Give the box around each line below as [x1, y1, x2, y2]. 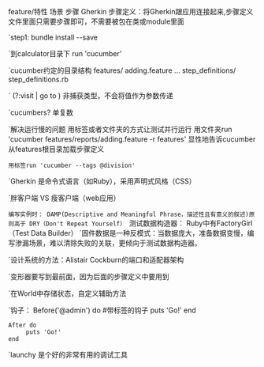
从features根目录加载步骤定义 [8, 145, 105, 153]
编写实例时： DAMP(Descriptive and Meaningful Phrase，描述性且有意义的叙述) [8, 210, 250, 218]
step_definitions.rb [8, 74, 69, 84]
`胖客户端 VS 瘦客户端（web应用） [8, 193, 121, 202]
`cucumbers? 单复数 [8, 108, 73, 117]
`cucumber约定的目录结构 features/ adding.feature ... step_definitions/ [8, 66, 236, 75]
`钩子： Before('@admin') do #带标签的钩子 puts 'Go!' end [8, 305, 197, 315]
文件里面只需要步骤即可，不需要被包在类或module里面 [8, 17, 185, 26]
